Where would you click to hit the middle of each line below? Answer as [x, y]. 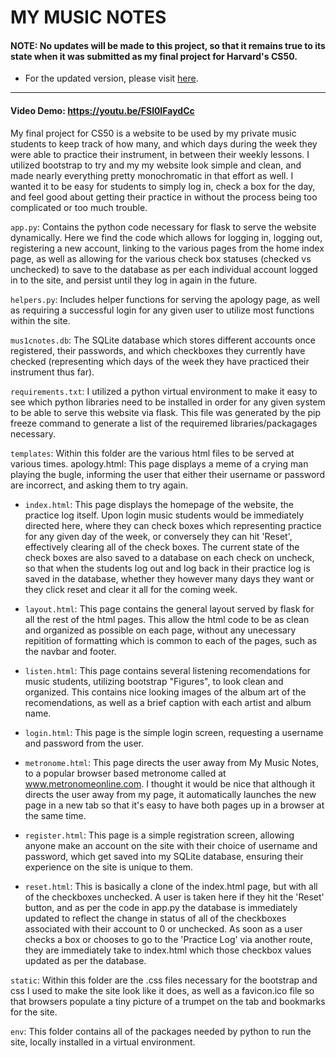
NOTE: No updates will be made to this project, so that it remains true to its [168, 45]
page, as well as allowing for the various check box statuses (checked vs [161, 258]
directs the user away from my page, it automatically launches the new [170, 794]
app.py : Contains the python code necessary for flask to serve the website [163, 227]
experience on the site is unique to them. [108, 867]
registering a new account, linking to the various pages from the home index [167, 248]
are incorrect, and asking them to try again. [99, 485]
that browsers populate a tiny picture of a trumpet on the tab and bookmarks [168, 1001]
